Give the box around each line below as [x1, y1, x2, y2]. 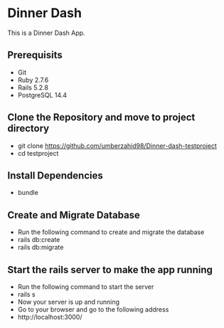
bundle [17, 189, 39, 197]
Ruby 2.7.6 [17, 75, 49, 84]
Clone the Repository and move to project [7, 112, 196, 124]
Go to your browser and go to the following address [17, 305, 169, 314]
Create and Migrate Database [7, 208, 141, 221]
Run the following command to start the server [17, 282, 154, 291]
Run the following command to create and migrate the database [17, 228, 205, 236]
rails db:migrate [17, 243, 64, 252]
